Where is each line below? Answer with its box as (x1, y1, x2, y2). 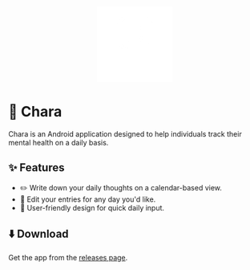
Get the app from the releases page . (8, 252, 128, 262)
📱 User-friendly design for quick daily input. (19, 202, 165, 212)
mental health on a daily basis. (8, 137, 109, 147)
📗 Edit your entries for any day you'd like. (19, 194, 156, 204)
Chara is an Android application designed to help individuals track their (8, 129, 242, 138)
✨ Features (8, 161, 65, 174)
